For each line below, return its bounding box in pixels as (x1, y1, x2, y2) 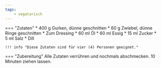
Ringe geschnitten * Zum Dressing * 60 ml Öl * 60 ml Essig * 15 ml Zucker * (5, 30, 157, 36)
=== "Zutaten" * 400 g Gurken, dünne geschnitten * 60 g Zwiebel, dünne (5, 25, 153, 31)
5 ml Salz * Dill (5, 35, 34, 41)
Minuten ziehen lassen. (5, 58, 52, 64)
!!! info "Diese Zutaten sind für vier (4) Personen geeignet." (5, 45, 139, 50)
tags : (5, 7, 16, 12)
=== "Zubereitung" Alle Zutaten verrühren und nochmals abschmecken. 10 (5, 53, 155, 59)
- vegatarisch (14, 12, 42, 17)
